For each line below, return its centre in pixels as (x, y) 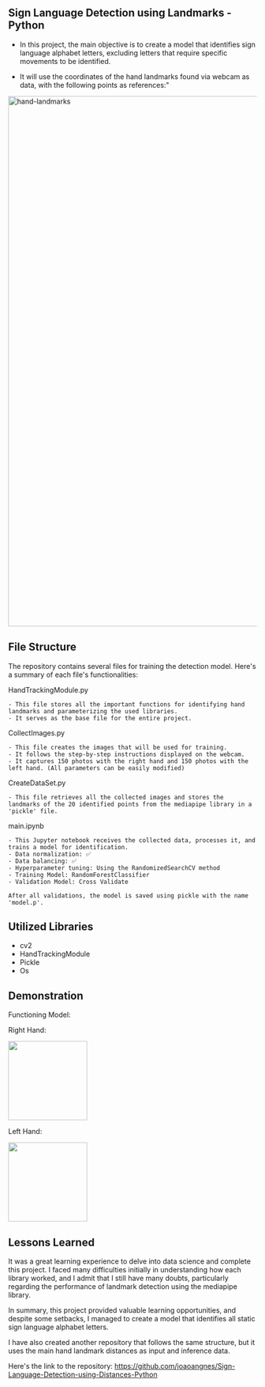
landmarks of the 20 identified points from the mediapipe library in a (130, 804)
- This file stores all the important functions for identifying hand (127, 704)
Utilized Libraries (51, 927)
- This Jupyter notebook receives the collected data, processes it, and (132, 840)
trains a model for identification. (68, 847)
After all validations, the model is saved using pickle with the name (128, 896)
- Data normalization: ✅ (50, 854)
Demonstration (46, 996)
